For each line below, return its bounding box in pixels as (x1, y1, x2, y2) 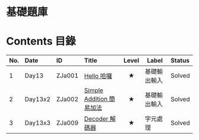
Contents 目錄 (6, 35, 76, 48)
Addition (84, 95, 108, 103)
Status (171, 57, 190, 65)
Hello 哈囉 (84, 72, 113, 80)
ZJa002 (56, 95, 79, 103)
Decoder (84, 115, 108, 123)
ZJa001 (56, 71, 79, 80)
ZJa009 (56, 119, 79, 127)
